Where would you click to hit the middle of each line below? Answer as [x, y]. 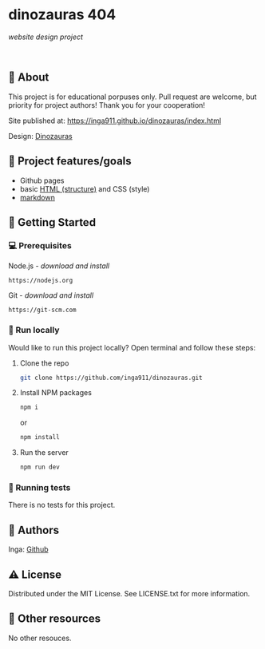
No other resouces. [40, 638]
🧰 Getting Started [52, 222]
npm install [40, 437]
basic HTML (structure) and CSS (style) [85, 188]
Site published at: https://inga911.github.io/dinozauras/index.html [115, 121]
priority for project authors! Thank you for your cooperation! [107, 105]
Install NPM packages [55, 393]
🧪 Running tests [40, 487]
